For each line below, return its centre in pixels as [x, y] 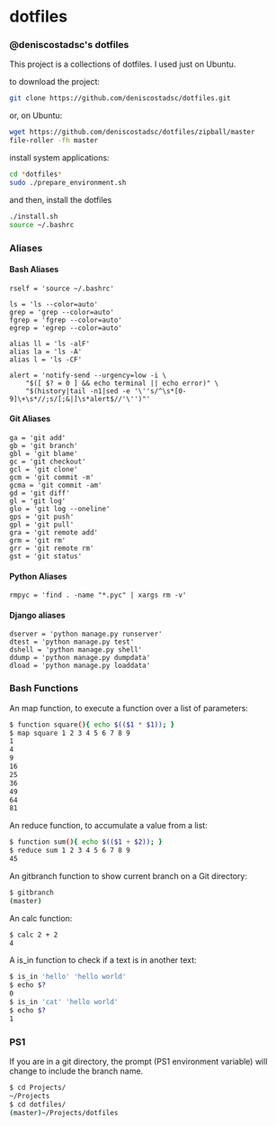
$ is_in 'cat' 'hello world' [64, 1002]
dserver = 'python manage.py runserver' [86, 634]
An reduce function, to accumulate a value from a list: [109, 826]
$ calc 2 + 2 [34, 935]
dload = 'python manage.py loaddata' [80, 666]
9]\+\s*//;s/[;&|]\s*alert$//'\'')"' [80, 398]
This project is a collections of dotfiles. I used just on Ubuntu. [123, 64]
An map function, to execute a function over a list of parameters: [129, 708]
